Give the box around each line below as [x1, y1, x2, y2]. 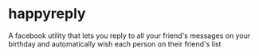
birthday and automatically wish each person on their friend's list [8, 39, 222, 48]
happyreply [8, 5, 86, 23]
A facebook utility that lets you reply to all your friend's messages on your [8, 31, 251, 40]
